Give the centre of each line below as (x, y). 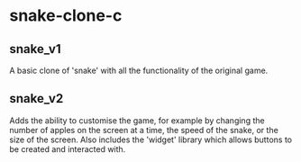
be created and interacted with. (68, 148)
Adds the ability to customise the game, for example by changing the (137, 120)
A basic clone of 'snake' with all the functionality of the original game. (139, 70)
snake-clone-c (66, 16)
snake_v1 (35, 49)
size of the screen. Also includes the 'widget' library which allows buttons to (151, 139)
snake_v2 (36, 99)
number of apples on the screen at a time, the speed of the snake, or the (144, 130)
